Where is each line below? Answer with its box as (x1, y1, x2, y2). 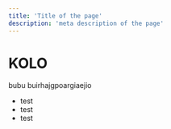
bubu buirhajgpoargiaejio (8, 81, 92, 90)
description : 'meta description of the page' (8, 19, 164, 27)
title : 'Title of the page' (8, 11, 103, 20)
